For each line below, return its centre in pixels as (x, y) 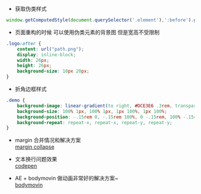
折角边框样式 (31, 89)
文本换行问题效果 (36, 159)
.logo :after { (24, 44)
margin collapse (35, 147)
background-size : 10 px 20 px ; (53, 71)
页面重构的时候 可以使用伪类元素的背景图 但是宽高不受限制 (87, 32)
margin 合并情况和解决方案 (48, 140)
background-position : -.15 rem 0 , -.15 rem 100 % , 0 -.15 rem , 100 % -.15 (106, 117)
